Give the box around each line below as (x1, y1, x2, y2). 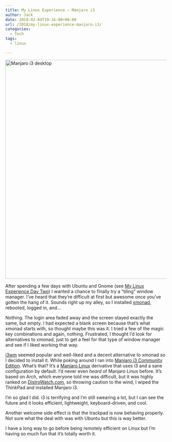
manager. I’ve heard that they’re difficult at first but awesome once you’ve (5, 293, 161, 300)
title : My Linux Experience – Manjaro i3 (5, 7, 95, 13)
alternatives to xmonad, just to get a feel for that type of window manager (5, 336, 161, 343)
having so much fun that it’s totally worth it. (5, 430, 96, 436)
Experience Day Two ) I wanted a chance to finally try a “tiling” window (5, 288, 154, 294)
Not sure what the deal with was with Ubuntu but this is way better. (5, 415, 147, 421)
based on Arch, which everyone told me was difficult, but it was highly (5, 373, 154, 379)
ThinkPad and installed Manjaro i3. (5, 384, 78, 390)
